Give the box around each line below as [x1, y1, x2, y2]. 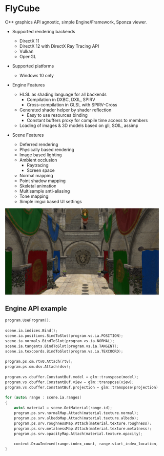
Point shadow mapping [19, 178, 66, 184]
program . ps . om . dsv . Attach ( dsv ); [5, 364, 71, 369]
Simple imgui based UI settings [19, 198, 82, 204]
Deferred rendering [19, 141, 59, 147]
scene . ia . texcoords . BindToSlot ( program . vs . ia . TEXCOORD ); [5, 349, 123, 354]
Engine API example [5, 304, 67, 312]
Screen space [26, 167, 55, 173]
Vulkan [19, 48, 34, 54]
